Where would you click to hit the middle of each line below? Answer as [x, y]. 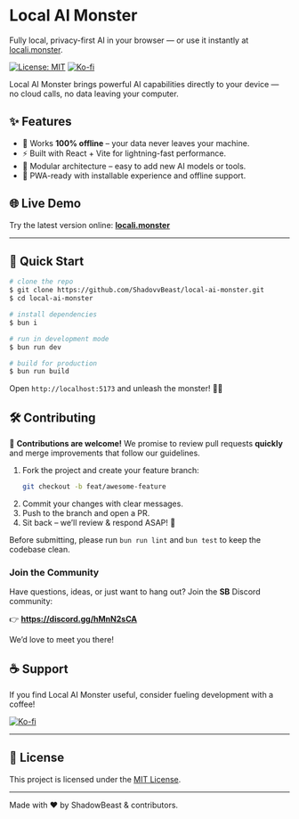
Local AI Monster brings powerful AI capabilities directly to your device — [144, 84]
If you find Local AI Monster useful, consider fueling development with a [141, 695]
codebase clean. [40, 549]
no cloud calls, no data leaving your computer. [94, 94]
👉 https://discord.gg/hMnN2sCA [73, 619]
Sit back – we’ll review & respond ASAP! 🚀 [99, 522]
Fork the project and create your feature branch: [111, 471]
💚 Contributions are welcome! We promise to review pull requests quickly [146, 444]
